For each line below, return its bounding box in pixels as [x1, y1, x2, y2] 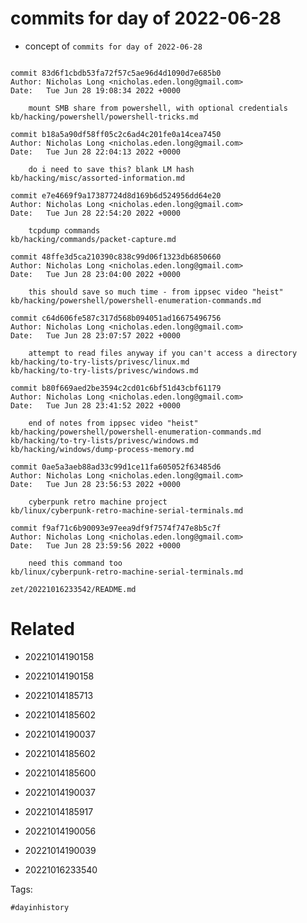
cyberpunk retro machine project [28, 497, 168, 507]
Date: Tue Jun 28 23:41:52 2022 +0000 [10, 400, 182, 411]
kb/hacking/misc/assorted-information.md [10, 173, 186, 183]
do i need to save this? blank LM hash [28, 164, 195, 174]
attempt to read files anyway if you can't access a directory [28, 348, 298, 358]
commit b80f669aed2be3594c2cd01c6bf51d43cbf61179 [10, 383, 222, 393]
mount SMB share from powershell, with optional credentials [28, 103, 288, 113]
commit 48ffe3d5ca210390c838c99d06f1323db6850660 [10, 252, 222, 262]
